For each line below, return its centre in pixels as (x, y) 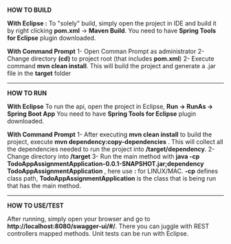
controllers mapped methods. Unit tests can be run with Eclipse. (98, 233)
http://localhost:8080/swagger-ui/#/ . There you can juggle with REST (108, 226)
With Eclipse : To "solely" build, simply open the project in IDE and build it (112, 23)
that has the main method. (44, 186)
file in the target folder (39, 73)
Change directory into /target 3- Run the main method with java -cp (103, 156)
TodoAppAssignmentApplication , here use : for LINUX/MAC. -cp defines (113, 171)
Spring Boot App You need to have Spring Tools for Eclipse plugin (102, 114)
